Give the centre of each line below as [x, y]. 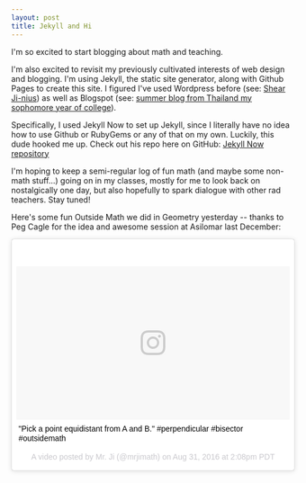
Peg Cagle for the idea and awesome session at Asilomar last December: [146, 227]
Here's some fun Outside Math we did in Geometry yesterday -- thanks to [148, 217]
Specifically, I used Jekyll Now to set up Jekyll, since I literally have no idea [150, 125]
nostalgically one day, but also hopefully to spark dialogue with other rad [146, 190]
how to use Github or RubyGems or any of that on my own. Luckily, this [143, 134]
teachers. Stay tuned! [51, 200]
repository [30, 153]
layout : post [36, 18]
